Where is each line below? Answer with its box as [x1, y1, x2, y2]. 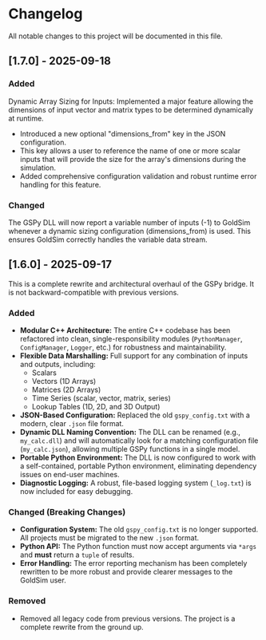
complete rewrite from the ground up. [19, 622, 144, 631]
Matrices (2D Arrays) [31, 385, 101, 395]
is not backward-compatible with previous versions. [8, 287, 180, 297]
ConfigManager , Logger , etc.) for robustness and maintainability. [19, 342, 227, 352]
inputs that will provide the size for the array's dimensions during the [19, 154, 246, 164]
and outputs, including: [19, 360, 96, 369]
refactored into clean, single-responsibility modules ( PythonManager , [19, 334, 243, 344]
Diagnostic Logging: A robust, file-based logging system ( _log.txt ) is [19, 478, 252, 488]
